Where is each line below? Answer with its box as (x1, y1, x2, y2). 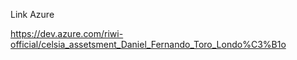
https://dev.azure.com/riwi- (10, 28, 124, 39)
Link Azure (10, 9, 55, 20)
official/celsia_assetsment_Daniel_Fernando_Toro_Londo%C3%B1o (10, 39, 287, 50)
